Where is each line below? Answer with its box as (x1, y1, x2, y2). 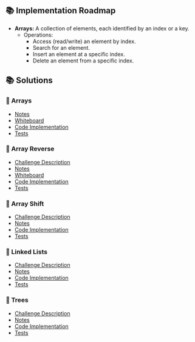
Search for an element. (32, 44, 91, 51)
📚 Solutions (5, 75, 53, 85)
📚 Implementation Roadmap (5, 5, 116, 16)
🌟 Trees (5, 296, 29, 304)
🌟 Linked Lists (5, 248, 48, 256)
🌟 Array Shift (5, 199, 44, 208)
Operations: (23, 31, 53, 38)
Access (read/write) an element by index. (32, 38, 136, 45)
